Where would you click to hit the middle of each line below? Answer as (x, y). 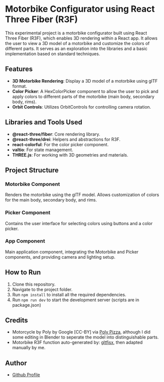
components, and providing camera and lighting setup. (60, 257)
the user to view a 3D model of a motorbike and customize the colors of (78, 43)
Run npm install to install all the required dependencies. (69, 294)
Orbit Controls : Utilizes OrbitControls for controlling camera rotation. (82, 107)
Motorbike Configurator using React (80, 9)
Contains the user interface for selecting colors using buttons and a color (79, 223)
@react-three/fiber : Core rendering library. (56, 134)
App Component (25, 241)
